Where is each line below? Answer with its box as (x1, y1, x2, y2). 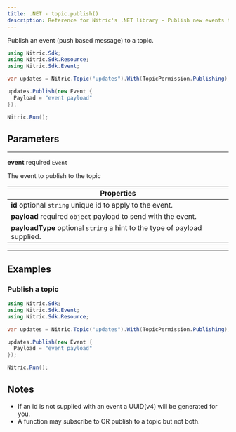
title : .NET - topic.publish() (7, 10, 99, 18)
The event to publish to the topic (7, 172, 101, 180)
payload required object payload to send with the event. (11, 212, 197, 222)
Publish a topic (7, 284, 59, 294)
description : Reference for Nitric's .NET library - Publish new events (7, 17, 225, 24)
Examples (7, 263, 51, 275)
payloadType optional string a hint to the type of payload (11, 223, 202, 233)
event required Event (7, 158, 68, 167)
